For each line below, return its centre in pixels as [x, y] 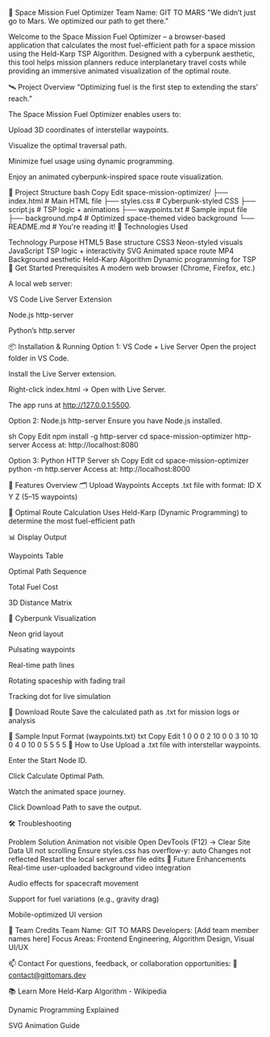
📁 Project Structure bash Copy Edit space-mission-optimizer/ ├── [118, 192]
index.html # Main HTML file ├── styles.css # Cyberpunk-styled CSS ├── [132, 201]
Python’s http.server [42, 330]
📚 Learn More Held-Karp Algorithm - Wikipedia [87, 991]
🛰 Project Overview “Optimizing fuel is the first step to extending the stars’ [133, 87]
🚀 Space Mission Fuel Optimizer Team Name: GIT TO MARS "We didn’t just [132, 12]
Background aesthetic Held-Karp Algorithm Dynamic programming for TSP [132, 259]
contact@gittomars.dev [47, 975]
